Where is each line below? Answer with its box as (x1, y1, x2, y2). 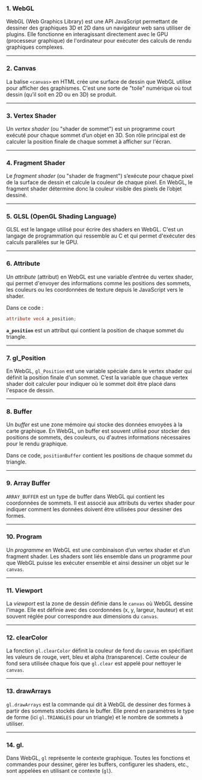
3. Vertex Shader (6, 112, 57, 120)
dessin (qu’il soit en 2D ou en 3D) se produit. (6, 90, 117, 98)
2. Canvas (6, 64, 36, 73)
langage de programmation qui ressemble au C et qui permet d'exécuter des (6, 232, 196, 239)
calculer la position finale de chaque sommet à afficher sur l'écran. (6, 137, 172, 145)
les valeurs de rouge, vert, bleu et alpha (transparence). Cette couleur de (6, 653, 188, 661)
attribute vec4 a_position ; (6, 315, 77, 322)
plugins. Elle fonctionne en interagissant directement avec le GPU (6, 31, 168, 38)
